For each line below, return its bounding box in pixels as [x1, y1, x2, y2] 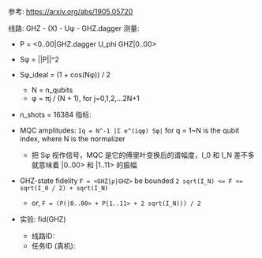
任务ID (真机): [31, 241, 76, 250]
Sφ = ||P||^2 [19, 54, 59, 64]
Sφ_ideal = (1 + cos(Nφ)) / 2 [19, 70, 111, 79]
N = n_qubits [31, 85, 73, 95]
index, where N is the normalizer [19, 134, 125, 144]
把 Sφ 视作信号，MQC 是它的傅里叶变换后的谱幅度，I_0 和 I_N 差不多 [31, 151, 255, 159]
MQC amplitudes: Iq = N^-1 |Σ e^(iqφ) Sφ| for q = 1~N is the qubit [19, 125, 240, 135]
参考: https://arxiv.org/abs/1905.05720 [8, 7, 133, 16]
